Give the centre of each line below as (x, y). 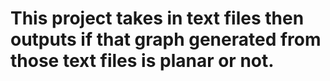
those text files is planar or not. (142, 61)
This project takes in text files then (157, 18)
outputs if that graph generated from (166, 39)
